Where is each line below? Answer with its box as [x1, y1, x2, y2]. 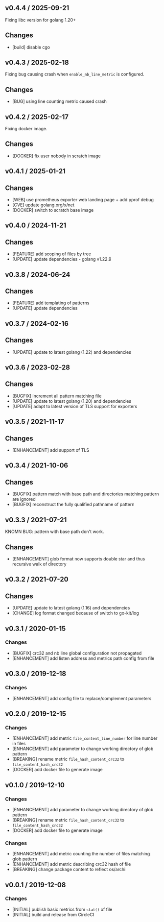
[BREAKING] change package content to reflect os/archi [12, 867, 126, 873]
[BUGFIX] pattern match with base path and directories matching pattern [12, 491, 159, 497]
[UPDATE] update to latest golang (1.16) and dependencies [12, 605, 130, 611]
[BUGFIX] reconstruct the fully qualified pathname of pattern [12, 502, 135, 508]
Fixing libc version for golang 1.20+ [5, 17, 76, 23]
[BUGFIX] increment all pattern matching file [12, 393, 102, 399]
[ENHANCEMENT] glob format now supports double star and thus [12, 556, 145, 561]
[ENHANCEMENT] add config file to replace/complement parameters [12, 695, 152, 701]
